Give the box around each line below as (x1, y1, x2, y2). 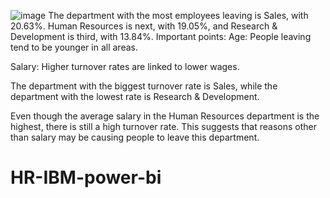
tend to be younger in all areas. (10, 41, 138, 53)
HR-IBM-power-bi (10, 166, 162, 189)
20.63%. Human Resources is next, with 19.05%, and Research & (10, 20, 278, 32)
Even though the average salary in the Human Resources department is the (10, 110, 320, 122)
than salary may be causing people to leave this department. (10, 131, 260, 143)
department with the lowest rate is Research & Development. (10, 91, 260, 102)
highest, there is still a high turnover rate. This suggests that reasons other (10, 121, 317, 132)
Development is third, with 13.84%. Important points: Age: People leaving (10, 31, 312, 42)
